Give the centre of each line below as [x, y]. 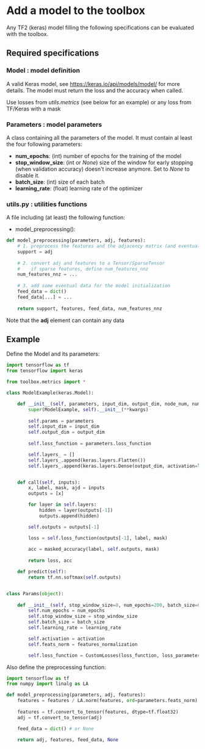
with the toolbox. [27, 34]
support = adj [35, 252]
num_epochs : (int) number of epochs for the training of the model [98, 156]
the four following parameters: [44, 144]
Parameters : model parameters [54, 124]
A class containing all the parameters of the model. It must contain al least [99, 137]
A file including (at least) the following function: [66, 218]
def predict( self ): [42, 572]
